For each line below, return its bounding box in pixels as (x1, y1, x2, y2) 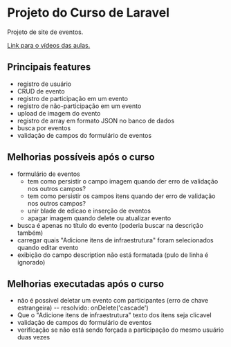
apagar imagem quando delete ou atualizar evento (27, 213, 172, 222)
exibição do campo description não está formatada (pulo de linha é (17, 251, 209, 259)
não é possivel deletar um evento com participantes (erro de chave (17, 296, 209, 305)
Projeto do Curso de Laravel (7, 5, 169, 21)
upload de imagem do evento (17, 109, 101, 117)
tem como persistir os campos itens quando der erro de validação (27, 192, 216, 200)
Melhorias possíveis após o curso (7, 151, 155, 163)
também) (17, 229, 44, 237)
